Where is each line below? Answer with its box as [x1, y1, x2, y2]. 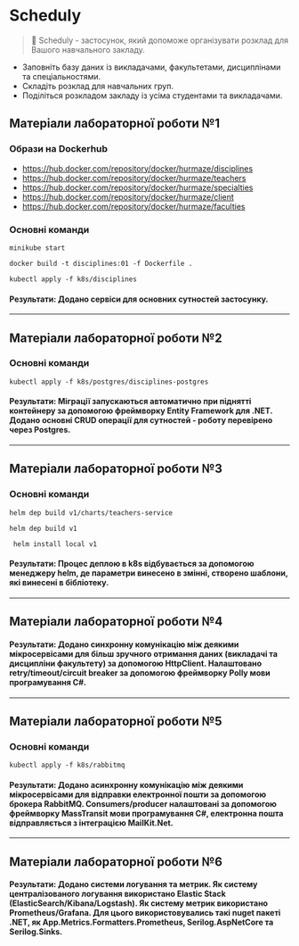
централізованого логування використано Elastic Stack [9, 889, 227, 900]
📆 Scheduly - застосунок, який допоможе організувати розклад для [30, 35, 289, 46]
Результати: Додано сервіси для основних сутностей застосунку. [9, 294, 269, 304]
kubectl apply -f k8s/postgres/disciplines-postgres [9, 377, 209, 386]
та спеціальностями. [21, 71, 101, 81]
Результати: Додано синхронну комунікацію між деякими [9, 639, 239, 650]
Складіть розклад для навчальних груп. [21, 80, 174, 91]
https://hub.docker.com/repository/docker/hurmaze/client [21, 191, 234, 202]
